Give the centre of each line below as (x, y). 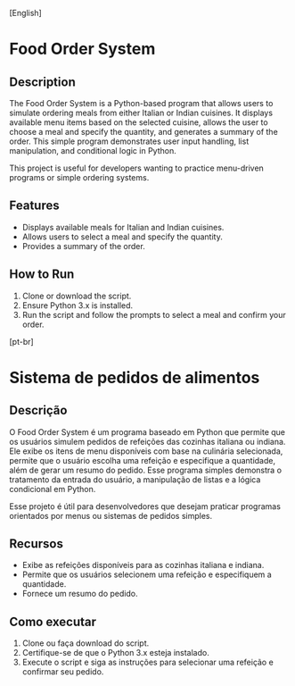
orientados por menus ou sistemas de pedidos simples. (111, 515)
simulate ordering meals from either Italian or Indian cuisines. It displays (141, 113)
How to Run (42, 275)
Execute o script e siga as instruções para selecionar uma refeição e (147, 662)
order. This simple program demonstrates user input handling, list (129, 141)
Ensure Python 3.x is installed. (78, 305)
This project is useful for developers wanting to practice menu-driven (137, 168)
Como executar (53, 621)
